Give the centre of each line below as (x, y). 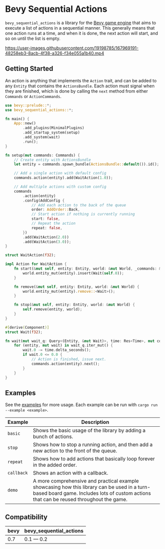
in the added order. (55, 465)
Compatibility (26, 517)
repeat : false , (47, 228)
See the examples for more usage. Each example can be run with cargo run (82, 405)
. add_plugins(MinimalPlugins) (54, 128)
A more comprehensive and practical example (86, 481)
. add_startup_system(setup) (51, 133)
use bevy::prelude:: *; (28, 105)
